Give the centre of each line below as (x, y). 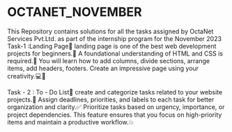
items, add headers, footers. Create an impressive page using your (103, 68)
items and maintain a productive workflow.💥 (71, 122)
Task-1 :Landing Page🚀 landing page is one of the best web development (112, 46)
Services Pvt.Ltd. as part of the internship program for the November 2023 (114, 38)
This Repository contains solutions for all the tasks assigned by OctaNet (110, 31)
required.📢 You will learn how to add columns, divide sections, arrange (109, 60)
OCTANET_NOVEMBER (75, 12)
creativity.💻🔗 (27, 76)
